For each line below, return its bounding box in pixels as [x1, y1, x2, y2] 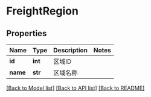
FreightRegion [6, 4, 79, 18]
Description [53, 46, 88, 54]
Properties [6, 28, 47, 39]
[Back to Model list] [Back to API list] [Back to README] [6, 84, 145, 92]
